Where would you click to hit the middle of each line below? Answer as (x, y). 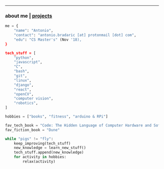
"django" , (24, 85)
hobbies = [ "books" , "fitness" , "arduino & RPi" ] (57, 117)
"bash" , (21, 72)
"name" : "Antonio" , (34, 31)
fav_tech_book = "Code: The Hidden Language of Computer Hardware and (78, 125)
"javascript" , (28, 62)
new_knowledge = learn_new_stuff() (50, 148)
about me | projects (29, 16)
